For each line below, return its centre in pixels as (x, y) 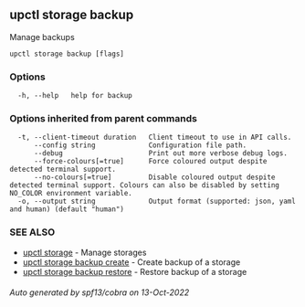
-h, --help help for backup (75, 96)
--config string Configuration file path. (140, 145)
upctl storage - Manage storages (84, 252)
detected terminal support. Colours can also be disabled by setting (145, 185)
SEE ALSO (32, 232)
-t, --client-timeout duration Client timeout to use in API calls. (155, 138)
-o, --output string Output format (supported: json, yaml (157, 201)
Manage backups (42, 37)
